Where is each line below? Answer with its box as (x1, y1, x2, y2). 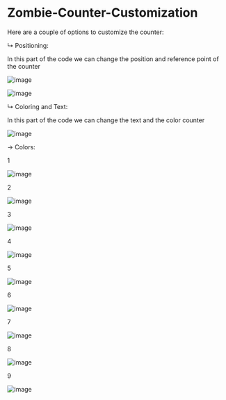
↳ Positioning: (7, 41, 49, 49)
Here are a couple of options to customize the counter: (7, 28, 165, 36)
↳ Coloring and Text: (7, 102, 68, 110)
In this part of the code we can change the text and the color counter (7, 116, 205, 124)
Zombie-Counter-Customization (7, 5, 198, 21)
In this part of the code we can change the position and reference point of (7, 54, 219, 63)
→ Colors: (7, 142, 36, 151)
